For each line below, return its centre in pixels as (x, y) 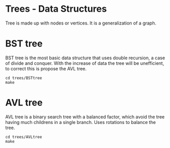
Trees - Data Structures (56, 9)
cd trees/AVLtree (24, 137)
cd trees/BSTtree (24, 78)
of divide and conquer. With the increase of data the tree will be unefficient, (85, 63)
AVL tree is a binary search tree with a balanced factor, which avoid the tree (85, 117)
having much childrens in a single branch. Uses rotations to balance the (81, 122)
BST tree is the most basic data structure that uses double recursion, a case (85, 58)
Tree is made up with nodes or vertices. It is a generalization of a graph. (81, 23)
